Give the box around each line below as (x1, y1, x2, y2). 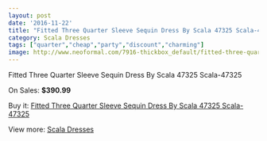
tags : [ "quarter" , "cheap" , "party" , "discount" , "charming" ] (8, 41, 204, 49)
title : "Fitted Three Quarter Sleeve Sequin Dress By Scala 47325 (8, 26, 233, 34)
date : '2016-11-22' (8, 19, 73, 27)
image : (8, 48, 30, 56)
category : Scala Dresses (8, 33, 91, 42)
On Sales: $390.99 (8, 86, 72, 95)
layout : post (8, 11, 52, 20)
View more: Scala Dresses (8, 124, 94, 134)
